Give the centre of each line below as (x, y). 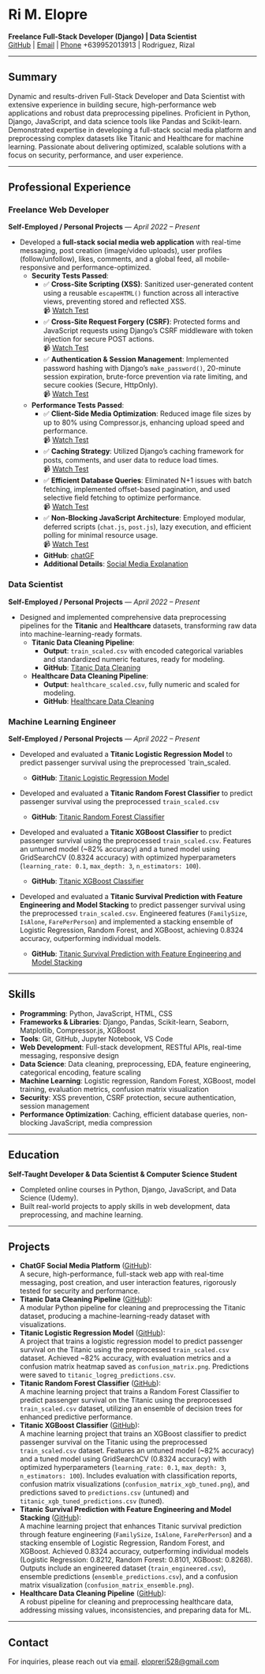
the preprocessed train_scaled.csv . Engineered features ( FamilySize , (133, 913)
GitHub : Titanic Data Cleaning (92, 667)
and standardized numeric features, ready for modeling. (134, 659)
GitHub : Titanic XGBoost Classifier (88, 881)
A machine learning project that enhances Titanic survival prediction (131, 1526)
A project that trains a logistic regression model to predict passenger (131, 1341)
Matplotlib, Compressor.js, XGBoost (77, 1030)
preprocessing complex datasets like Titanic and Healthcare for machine (126, 138)
